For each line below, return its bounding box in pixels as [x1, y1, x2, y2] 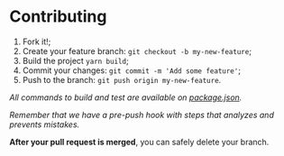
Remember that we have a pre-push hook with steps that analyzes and [9, 109, 275, 120]
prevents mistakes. [9, 119, 80, 130]
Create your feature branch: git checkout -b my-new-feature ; [22, 45, 252, 56]
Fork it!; [22, 36, 51, 47]
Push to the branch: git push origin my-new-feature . [22, 74, 222, 85]
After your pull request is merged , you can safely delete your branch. [9, 136, 270, 147]
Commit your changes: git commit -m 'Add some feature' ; [22, 65, 242, 76]
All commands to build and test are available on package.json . [9, 92, 243, 103]
